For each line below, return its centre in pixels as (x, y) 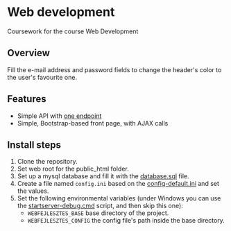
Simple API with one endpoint (59, 116)
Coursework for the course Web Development (73, 31)
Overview (29, 53)
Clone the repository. (47, 162)
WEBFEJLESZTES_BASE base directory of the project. (98, 213)
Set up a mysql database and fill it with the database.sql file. (103, 176)
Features (27, 99)
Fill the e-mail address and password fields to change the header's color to (114, 69)
